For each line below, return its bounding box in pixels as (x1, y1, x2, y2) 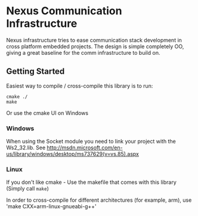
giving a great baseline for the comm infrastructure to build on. (6, 49, 160, 56)
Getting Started (6, 67, 65, 77)
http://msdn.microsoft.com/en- (47, 144, 123, 151)
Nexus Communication (6, 4, 122, 18)
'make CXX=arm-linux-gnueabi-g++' (6, 203, 97, 210)
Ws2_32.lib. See (6, 144, 46, 151)
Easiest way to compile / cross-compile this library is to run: (6, 82, 153, 89)
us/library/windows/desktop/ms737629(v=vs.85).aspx (6, 151, 139, 158)
